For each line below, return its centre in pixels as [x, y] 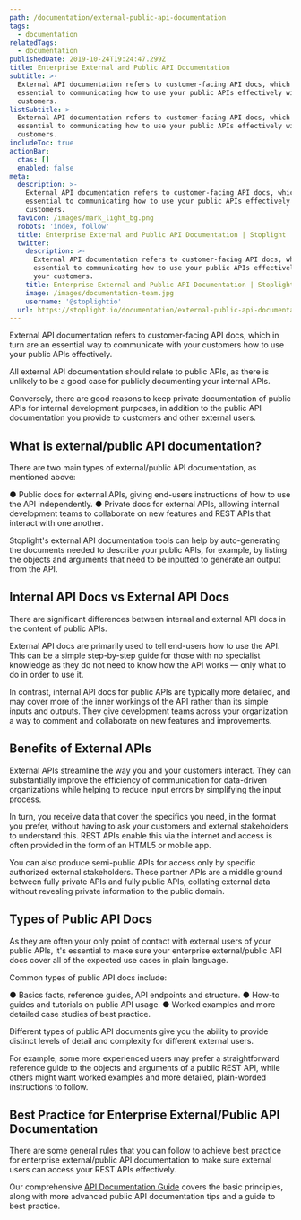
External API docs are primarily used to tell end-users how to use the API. [145, 645]
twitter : [34, 243]
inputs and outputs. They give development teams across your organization [149, 711]
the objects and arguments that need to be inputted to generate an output [145, 560]
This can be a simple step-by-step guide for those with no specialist [135, 655]
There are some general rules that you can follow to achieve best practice [146, 1151]
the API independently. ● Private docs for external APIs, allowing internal [144, 505]
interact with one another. [57, 523]
